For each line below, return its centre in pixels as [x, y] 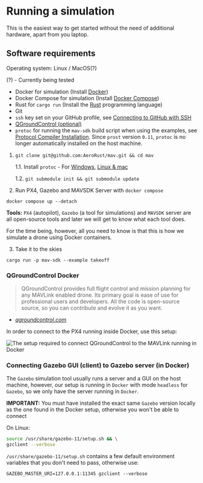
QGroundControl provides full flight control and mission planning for [106, 289]
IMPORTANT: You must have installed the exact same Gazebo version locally [101, 403]
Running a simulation [61, 11]
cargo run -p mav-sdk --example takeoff [58, 260]
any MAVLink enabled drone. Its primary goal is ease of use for [100, 295]
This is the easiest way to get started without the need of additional [90, 28]
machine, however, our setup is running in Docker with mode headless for [97, 385]
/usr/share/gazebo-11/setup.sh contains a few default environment [91, 456]
